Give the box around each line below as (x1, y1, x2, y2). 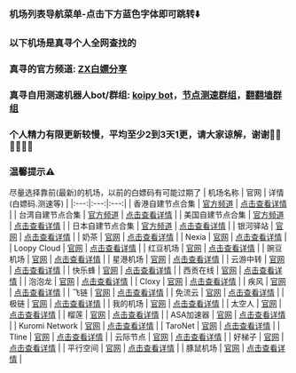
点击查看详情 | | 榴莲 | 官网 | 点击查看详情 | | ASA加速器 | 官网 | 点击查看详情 (9, 309, 286, 320)
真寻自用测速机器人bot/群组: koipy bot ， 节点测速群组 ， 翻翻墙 (9, 89, 273, 101)
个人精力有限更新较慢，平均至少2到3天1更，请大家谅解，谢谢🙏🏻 (9, 128, 282, 140)
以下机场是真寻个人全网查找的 (9, 36, 137, 49)
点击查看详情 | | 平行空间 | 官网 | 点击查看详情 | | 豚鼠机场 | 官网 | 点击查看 (9, 342, 278, 353)
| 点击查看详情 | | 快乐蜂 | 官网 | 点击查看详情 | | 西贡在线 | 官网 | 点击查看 (9, 265, 275, 275)
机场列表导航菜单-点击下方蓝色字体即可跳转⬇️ (9, 7, 201, 20)
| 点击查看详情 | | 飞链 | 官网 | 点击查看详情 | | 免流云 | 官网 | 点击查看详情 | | (9, 287, 285, 298)
